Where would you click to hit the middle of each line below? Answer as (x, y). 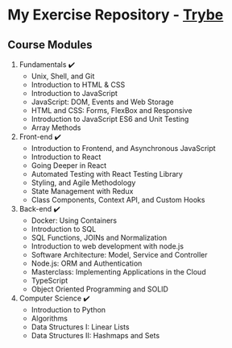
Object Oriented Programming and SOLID (99, 289)
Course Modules (50, 45)
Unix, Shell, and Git (63, 76)
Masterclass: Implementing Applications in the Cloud (118, 272)
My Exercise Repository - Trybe (116, 15)
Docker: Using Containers (74, 220)
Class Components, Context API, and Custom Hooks (118, 200)
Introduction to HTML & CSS (78, 85)
